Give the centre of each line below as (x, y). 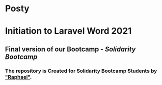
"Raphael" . (18, 77)
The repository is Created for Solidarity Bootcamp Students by (81, 71)
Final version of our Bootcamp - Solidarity (70, 49)
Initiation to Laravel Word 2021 (68, 31)
